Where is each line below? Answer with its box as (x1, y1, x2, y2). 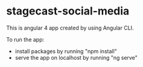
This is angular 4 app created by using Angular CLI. (6, 24, 134, 31)
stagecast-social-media (6, 4, 130, 18)
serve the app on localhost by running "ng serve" (14, 54, 138, 61)
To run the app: (6, 36, 45, 43)
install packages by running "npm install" (14, 47, 118, 55)
